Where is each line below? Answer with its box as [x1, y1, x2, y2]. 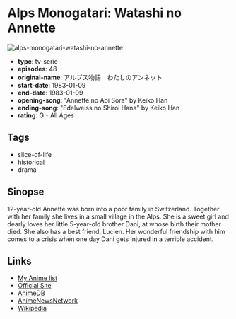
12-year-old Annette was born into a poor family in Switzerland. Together [7, 204, 220, 213]
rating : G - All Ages [17, 111, 74, 120]
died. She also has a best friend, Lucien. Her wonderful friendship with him [7, 227, 225, 236]
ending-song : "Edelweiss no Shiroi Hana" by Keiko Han [17, 103, 180, 112]
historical [17, 158, 45, 166]
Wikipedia [17, 304, 47, 313]
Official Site [17, 282, 52, 290]
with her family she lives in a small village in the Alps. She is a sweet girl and [7, 212, 230, 221]
